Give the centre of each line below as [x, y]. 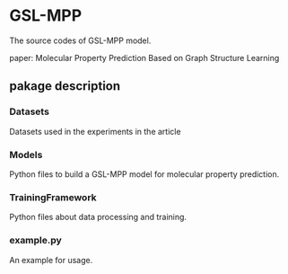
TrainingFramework [53, 197]
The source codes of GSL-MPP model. [80, 40]
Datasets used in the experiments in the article [95, 131]
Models [26, 155]
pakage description [65, 86]
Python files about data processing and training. [98, 217]
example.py [36, 241]
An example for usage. [51, 260]
